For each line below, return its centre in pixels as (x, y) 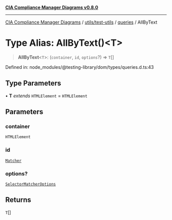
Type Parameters (33, 84)
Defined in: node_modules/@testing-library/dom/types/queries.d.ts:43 (80, 67)
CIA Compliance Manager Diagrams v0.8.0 (52, 7)
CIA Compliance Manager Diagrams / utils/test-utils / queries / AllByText (81, 22)
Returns (18, 200)
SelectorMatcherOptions (31, 185)
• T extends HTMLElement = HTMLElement (47, 96)
